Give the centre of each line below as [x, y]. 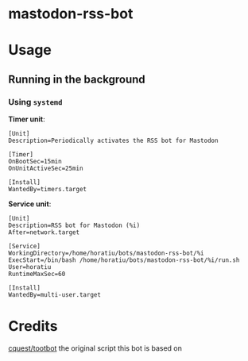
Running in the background [77, 79]
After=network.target [44, 232]
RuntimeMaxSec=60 [37, 275]
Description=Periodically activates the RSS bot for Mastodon [113, 141]
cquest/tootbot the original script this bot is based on [95, 348]
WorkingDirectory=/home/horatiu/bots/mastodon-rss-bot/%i [106, 253]
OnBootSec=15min [35, 162]
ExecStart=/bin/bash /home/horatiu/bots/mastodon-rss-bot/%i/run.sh [124, 260]
